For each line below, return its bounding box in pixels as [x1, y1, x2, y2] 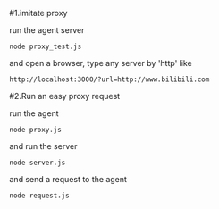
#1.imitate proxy [9, 8, 68, 18]
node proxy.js [9, 125, 63, 134]
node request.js [9, 191, 70, 200]
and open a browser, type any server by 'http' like [9, 58, 192, 68]
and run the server [9, 141, 78, 151]
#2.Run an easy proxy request [9, 91, 121, 101]
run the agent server [9, 25, 85, 35]
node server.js [9, 158, 66, 167]
